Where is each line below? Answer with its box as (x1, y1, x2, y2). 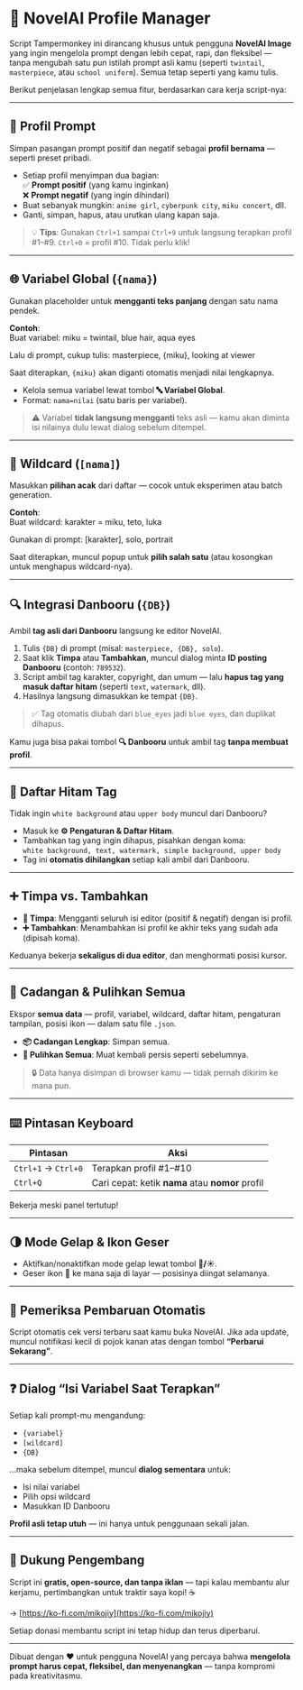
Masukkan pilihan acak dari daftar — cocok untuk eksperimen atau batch (9, 480, 283, 491)
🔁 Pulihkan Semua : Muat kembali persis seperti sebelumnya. (22, 1049, 249, 1060)
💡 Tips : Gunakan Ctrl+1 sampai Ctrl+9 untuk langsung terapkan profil (31, 226, 292, 237)
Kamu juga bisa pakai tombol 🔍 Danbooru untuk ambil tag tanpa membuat (9, 737, 289, 748)
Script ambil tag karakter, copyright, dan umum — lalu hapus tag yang (22, 672, 284, 683)
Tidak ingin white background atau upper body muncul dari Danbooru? (9, 808, 268, 819)
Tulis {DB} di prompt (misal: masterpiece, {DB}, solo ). (22, 643, 224, 654)
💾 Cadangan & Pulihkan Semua (9, 985, 186, 1000)
